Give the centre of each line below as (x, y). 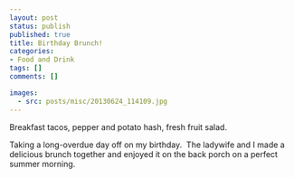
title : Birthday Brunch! (56, 43)
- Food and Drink (42, 60)
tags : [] (26, 69)
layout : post (34, 18)
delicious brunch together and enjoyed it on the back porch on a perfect (144, 154)
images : (24, 93)
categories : (32, 52)
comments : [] (34, 77)
